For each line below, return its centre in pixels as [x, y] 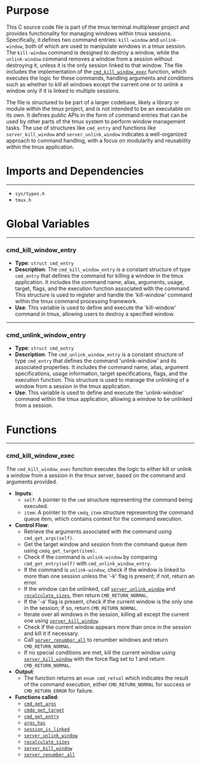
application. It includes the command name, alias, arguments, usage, [99, 282]
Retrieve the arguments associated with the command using [98, 532]
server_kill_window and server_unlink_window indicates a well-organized [97, 134]
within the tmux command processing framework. [76, 301]
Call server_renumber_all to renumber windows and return [96, 639]
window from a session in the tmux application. [73, 386]
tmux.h [23, 200]
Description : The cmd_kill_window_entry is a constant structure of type [103, 270]
